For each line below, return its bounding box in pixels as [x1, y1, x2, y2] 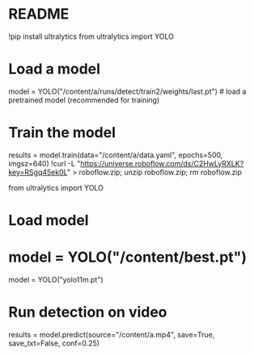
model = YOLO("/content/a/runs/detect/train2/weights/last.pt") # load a [8, 86, 247, 96]
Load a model [8, 60, 101, 78]
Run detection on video [8, 304, 167, 321]
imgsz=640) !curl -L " [8, 158, 81, 168]
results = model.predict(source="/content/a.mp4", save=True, [8, 329, 215, 339]
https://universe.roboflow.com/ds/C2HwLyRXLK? [80, 158, 244, 168]
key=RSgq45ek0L [8, 167, 67, 177]
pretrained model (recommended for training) [8, 94, 160, 105]
